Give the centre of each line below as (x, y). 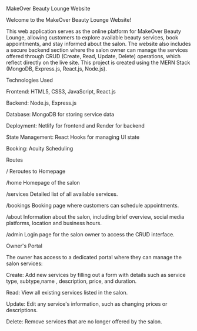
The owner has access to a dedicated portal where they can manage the (94, 257)
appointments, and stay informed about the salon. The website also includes (98, 44)
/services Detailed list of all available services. (62, 194)
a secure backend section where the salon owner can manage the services (97, 50)
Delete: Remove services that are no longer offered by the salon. (84, 322)
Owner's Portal (24, 246)
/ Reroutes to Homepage (36, 171)
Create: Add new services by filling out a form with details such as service (96, 275)
